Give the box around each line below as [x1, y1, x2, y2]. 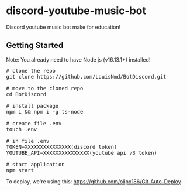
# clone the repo [6, 67, 56, 74]
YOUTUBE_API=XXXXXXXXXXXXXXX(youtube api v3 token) [6, 149, 158, 156]
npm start [6, 167, 34, 173]
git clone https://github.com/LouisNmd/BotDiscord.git [6, 73, 167, 80]
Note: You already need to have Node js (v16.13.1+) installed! [6, 56, 151, 63]
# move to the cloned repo [6, 85, 84, 91]
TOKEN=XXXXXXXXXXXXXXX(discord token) [6, 144, 117, 150]
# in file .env [6, 138, 50, 144]
